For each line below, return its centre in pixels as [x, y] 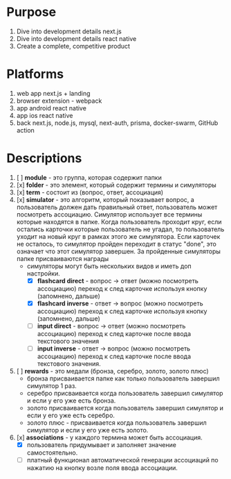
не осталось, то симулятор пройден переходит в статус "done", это [117, 244]
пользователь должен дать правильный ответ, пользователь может [117, 207]
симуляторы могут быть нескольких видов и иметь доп [109, 266]
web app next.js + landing [53, 93]
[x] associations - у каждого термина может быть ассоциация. [110, 437]
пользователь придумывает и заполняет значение [102, 445]
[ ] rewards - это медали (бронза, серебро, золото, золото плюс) [112, 371]
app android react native [52, 108]
